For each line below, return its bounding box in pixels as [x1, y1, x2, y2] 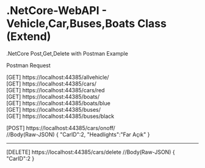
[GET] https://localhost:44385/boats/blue [6, 99, 111, 107]
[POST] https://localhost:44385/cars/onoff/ [6, 124, 116, 131]
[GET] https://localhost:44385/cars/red [6, 86, 105, 93]
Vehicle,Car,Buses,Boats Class [6, 16, 167, 31]
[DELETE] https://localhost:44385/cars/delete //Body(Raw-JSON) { [6, 148, 175, 156]
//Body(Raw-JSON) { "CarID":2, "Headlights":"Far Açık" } [6, 131, 150, 138]
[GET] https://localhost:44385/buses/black [6, 112, 115, 120]
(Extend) [6, 30, 51, 43]
